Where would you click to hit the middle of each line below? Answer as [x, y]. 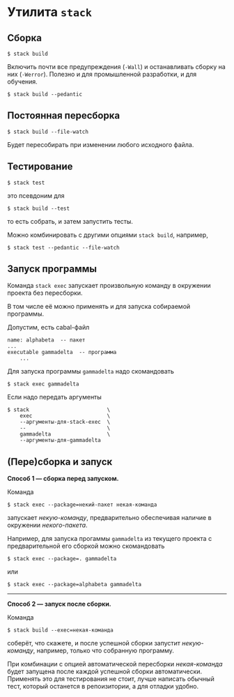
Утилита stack [50, 12]
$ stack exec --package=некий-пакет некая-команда [82, 505]
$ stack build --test [39, 208]
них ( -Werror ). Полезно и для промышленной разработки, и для [102, 74]
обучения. [23, 82]
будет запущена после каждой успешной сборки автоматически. [105, 672]
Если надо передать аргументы [55, 397]
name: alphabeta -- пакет [46, 340]
